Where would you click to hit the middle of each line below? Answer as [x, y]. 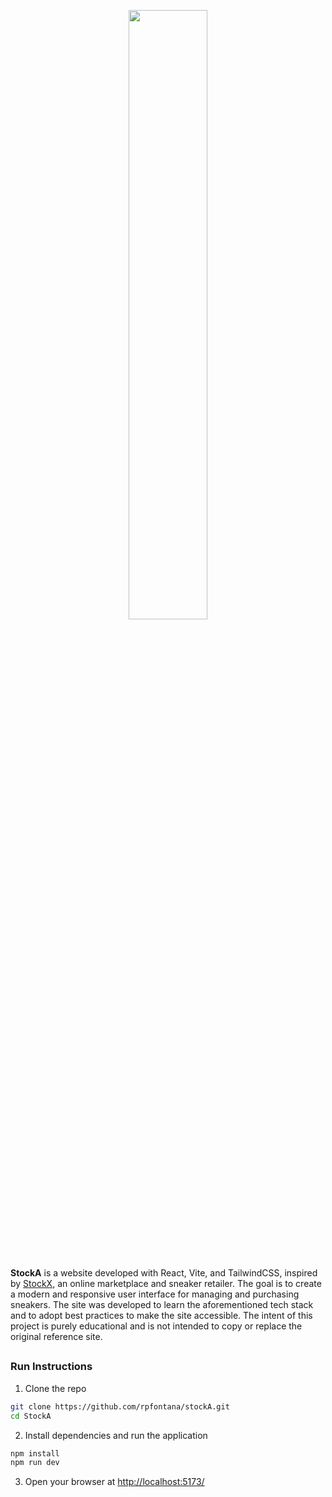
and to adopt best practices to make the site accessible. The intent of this [161, 1315]
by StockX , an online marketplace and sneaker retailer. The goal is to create [166, 1283]
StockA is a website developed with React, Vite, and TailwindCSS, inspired [164, 1273]
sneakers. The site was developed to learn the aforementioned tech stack [162, 1304]
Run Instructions [51, 1367]
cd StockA [31, 1416]
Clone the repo [55, 1388]
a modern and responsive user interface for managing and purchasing [155, 1294]
